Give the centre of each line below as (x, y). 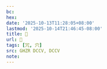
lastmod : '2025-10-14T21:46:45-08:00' (54, 28)
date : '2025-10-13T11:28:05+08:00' (51, 23)
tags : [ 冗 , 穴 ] (24, 46)
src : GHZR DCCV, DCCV (33, 51)
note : (13, 56)
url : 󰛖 (14, 40)
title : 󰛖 (17, 34)
